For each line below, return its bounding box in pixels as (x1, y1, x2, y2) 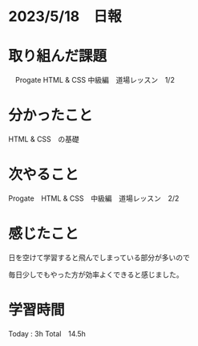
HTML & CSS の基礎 (8, 134, 80, 145)
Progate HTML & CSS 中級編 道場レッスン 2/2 (8, 193, 180, 203)
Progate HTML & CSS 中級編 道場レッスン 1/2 (14, 75, 175, 85)
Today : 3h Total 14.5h (8, 328, 87, 338)
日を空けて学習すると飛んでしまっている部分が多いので (8, 252, 191, 262)
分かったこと (8, 106, 94, 124)
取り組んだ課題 (8, 47, 107, 65)
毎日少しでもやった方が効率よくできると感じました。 (8, 270, 184, 279)
